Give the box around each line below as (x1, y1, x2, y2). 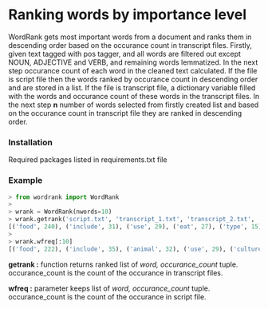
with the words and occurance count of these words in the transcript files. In (8, 91, 260, 101)
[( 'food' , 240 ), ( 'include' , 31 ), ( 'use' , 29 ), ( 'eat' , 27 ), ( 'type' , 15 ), (8, 223, 266, 231)
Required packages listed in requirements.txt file (8, 155, 167, 164)
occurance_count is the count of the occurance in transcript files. (8, 267, 223, 277)
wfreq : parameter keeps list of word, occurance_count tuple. (8, 283, 211, 293)
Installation (8, 137, 53, 148)
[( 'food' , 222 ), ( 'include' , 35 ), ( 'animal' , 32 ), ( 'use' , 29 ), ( (8, 245, 234, 253)
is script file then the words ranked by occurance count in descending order (8, 74, 258, 84)
